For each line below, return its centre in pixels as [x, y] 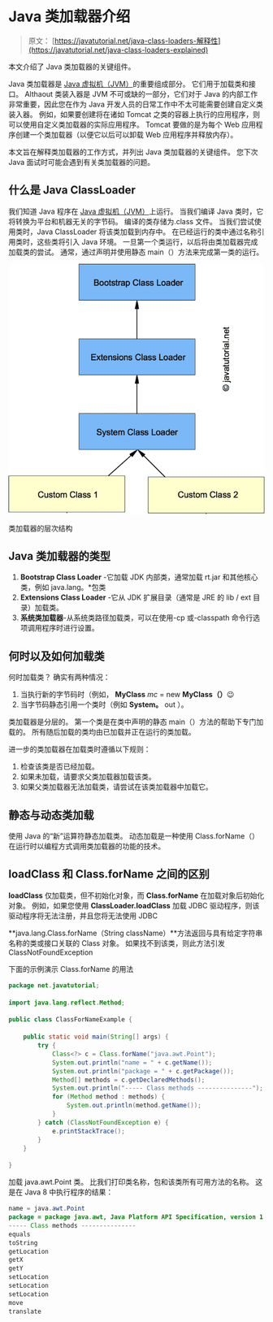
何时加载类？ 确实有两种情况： [59, 677]
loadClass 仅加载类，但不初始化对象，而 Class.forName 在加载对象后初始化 [136, 895]
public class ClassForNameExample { [70, 1020]
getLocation [28, 1251]
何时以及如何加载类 [56, 656]
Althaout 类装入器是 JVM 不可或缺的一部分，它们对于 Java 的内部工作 [141, 93]
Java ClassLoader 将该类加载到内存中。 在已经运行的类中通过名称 [147, 232]
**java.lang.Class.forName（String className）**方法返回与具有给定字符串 [136, 933]
